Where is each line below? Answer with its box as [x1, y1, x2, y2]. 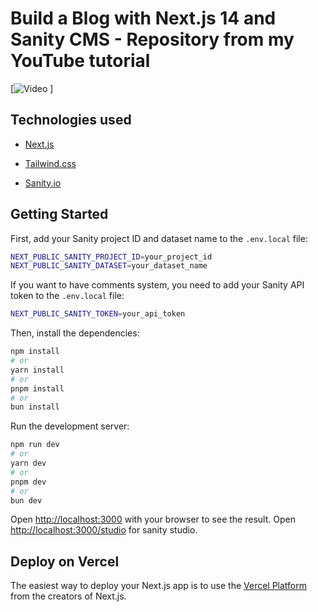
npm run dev [10, 440, 60, 450]
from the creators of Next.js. [10, 590, 127, 602]
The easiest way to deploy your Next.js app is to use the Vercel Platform [10, 580, 308, 592]
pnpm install [10, 383, 65, 394]
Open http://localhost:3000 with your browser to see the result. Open [10, 513, 296, 526]
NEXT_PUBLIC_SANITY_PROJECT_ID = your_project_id [10, 252, 213, 262]
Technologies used [10, 112, 132, 129]
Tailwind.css [24, 157, 77, 169]
